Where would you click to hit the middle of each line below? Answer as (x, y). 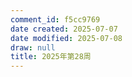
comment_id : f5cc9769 (55, 19)
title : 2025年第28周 (51, 57)
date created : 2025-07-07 (64, 29)
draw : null (33, 47)
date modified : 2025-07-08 (66, 38)
